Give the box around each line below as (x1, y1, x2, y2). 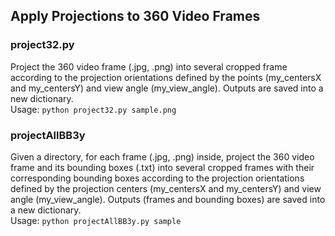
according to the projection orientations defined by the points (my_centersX (10, 71, 322, 83)
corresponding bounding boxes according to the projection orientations (10, 172, 305, 184)
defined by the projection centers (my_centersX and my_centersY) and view (10, 182, 322, 194)
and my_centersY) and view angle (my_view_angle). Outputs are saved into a (10, 82, 324, 94)
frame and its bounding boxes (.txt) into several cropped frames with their (10, 161, 315, 173)
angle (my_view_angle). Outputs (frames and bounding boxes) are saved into (10, 193, 326, 205)
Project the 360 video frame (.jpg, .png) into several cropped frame (10, 60, 288, 73)
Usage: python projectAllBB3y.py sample (10, 214, 182, 226)
